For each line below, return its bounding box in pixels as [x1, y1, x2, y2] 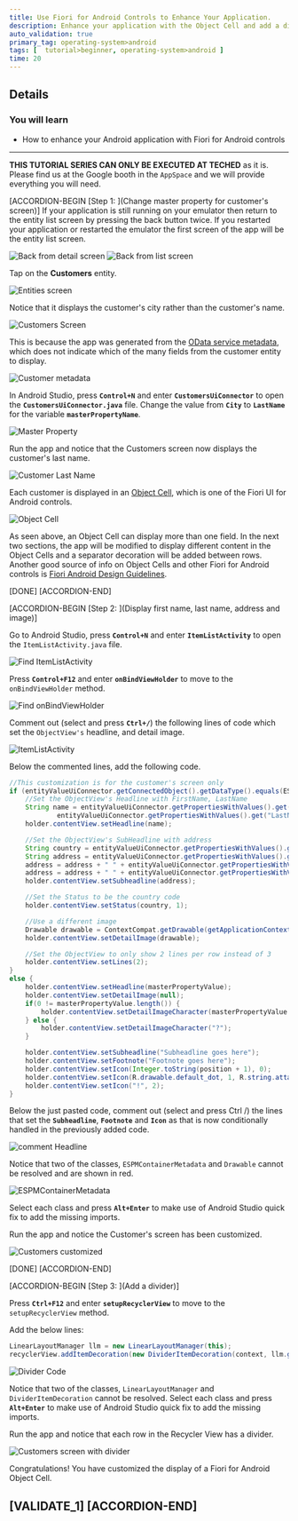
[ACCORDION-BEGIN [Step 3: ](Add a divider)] [9, 1280, 180, 1292]
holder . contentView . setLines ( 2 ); [25, 958, 149, 967]
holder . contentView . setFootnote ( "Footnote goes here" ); [25, 1057, 237, 1065]
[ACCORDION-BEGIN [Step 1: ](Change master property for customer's [9, 195, 269, 206]
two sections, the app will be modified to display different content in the [9, 540, 271, 551]
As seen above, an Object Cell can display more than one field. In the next [9, 530, 279, 542]
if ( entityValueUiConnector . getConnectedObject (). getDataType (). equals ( [9, 787, 284, 796]
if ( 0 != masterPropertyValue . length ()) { [25, 999, 180, 1008]
